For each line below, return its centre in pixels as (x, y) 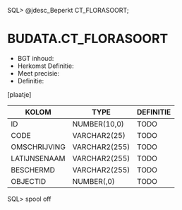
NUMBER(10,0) (98, 124)
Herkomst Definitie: (45, 66)
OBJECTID (29, 181)
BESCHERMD (33, 170)
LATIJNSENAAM (38, 158)
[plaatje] (19, 94)
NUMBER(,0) (93, 181)
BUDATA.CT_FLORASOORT (88, 39)
